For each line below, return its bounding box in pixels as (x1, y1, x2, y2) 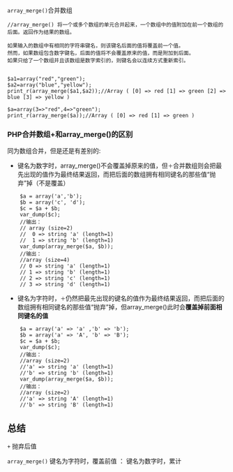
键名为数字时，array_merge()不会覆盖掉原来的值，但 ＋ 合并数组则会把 (17, 161, 216, 170)
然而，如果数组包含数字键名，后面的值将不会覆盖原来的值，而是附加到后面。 (7, 50, 195, 57)
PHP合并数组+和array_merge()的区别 (7, 129, 133, 139)
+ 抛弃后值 (7, 442, 37, 450)
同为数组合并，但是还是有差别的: (7, 147, 101, 155)
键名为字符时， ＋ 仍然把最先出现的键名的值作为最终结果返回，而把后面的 (17, 294, 225, 302)
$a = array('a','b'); (20, 193, 82, 200)
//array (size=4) (20, 257, 70, 264)
